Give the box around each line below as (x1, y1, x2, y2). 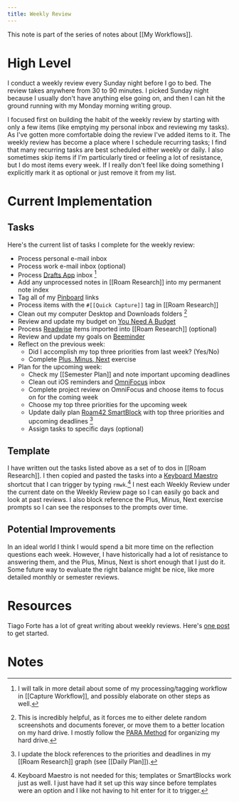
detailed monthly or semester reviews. (7, 572, 119, 581)
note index (17, 286, 49, 294)
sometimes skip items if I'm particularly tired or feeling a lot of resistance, (7, 153, 223, 161)
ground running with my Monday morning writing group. (7, 101, 172, 110)
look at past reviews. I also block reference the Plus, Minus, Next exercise (7, 495, 223, 503)
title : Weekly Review (7, 10, 72, 18)
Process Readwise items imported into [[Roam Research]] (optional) (17, 324, 217, 333)
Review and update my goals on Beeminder (17, 332, 146, 341)
